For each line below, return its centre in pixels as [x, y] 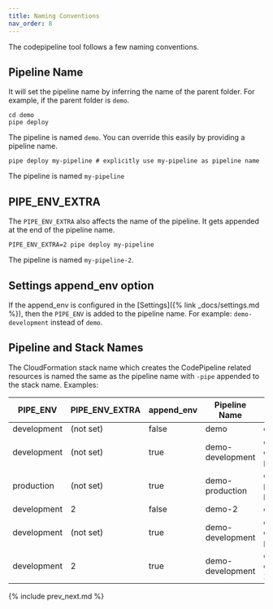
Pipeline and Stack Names [76, 348]
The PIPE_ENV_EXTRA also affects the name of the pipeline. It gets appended [134, 221]
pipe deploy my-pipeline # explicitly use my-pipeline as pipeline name [134, 161]
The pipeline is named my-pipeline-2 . [71, 260]
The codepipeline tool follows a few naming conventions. [104, 46]
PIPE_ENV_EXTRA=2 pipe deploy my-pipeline [81, 245]
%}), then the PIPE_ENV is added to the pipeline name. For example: [120, 313]
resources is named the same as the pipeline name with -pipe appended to [134, 376]
